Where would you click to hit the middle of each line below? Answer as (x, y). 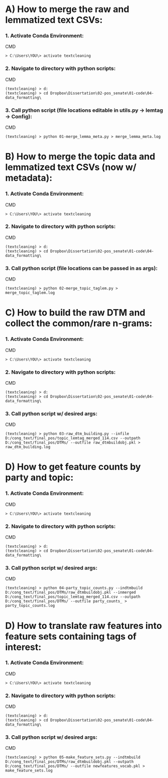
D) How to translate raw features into (84, 626)
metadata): (29, 178)
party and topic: (39, 478)
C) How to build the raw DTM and (75, 313)
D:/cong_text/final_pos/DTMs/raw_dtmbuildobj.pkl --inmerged (71, 593)
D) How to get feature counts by (73, 467)
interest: (23, 647)
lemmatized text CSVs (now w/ (71, 167)
